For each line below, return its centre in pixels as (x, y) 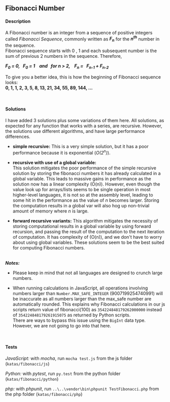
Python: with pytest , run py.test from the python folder (63, 373)
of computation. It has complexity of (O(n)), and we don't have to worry (87, 237)
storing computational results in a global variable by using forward (82, 226)
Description (18, 21)
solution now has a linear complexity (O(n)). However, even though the (86, 184)
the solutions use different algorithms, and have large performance (75, 131)
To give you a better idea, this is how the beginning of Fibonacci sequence (83, 77)
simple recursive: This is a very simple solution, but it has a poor (80, 147)
